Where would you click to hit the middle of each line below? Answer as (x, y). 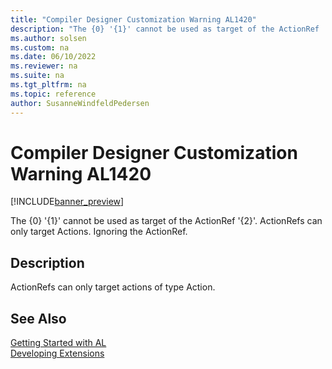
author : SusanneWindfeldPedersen (80, 103)
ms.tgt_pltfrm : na (48, 85)
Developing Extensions (57, 353)
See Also (38, 318)
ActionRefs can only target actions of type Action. (113, 287)
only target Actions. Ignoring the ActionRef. (99, 232)
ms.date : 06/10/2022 (53, 57)
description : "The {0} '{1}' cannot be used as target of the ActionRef (165, 29)
